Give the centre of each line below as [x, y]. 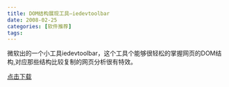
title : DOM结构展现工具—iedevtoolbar [59, 13]
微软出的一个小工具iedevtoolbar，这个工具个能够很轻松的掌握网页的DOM [112, 53]
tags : [15, 33]
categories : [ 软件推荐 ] [39, 26]
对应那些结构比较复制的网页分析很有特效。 [76, 62]
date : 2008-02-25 [32, 20]
